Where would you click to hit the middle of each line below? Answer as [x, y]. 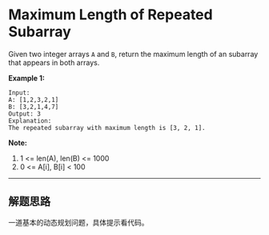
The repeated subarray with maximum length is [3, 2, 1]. [107, 128]
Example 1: [27, 78]
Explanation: [30, 121]
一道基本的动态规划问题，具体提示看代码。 [78, 222]
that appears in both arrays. [54, 63]
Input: [19, 93]
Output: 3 [25, 114]
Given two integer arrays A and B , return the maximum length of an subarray [133, 54]
